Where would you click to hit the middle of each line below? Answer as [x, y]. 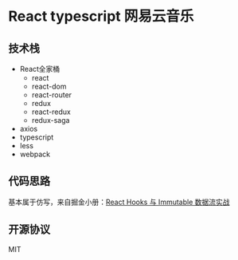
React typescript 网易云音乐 [101, 16]
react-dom [49, 86]
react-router [52, 95]
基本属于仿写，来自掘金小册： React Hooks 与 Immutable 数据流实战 [119, 202]
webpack [35, 154]
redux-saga [51, 120]
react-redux [51, 112]
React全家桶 [40, 69]
